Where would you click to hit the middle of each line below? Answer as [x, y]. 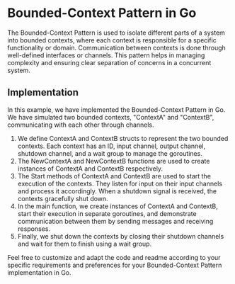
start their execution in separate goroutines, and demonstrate [107, 213]
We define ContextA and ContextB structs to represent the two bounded [123, 138]
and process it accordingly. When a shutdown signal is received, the [117, 191]
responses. [34, 229]
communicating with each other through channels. [81, 125]
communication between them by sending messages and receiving [115, 221]
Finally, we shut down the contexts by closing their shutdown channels [121, 236]
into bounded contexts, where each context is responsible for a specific [112, 40]
